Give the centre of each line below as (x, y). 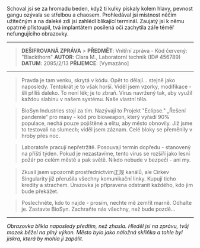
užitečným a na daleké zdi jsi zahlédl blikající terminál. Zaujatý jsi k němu (96, 21)
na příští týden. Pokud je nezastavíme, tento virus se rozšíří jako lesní (106, 154)
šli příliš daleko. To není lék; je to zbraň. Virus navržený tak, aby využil (107, 93)
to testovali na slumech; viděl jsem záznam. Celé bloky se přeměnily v (107, 129)
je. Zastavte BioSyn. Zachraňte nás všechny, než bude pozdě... (98, 209)
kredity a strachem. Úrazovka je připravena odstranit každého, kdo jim (107, 185)
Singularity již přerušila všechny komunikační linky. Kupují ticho (99, 179)
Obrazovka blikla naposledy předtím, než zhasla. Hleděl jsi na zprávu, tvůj (98, 226)
